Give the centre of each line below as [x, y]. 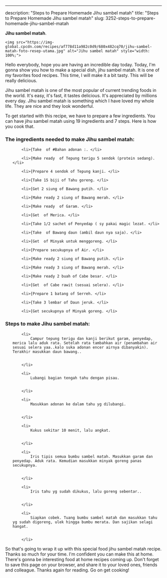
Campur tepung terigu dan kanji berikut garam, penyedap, [92, 338]
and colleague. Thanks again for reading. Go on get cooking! [67, 570]
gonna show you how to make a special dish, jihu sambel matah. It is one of [83, 70]
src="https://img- [35, 42]
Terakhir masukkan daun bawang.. [47, 352]
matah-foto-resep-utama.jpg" [35, 51]
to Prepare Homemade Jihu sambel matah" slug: [55, 18]
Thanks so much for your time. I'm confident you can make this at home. [80, 554]
